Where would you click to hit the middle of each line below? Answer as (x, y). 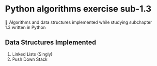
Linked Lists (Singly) (32, 54)
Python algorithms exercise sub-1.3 (78, 9)
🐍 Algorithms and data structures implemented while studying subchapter (78, 22)
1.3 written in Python (25, 27)
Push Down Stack (30, 59)
